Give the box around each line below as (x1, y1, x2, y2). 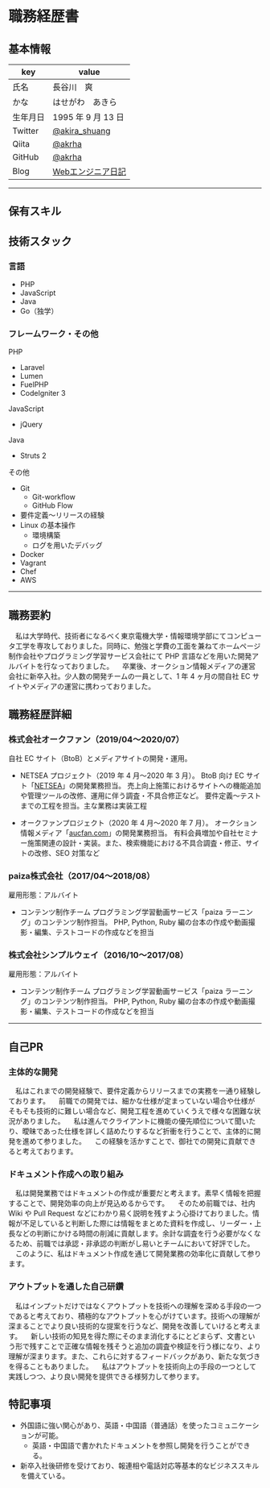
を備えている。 (19, 1470, 70, 1480)
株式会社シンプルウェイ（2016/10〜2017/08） (8, 950, 189, 961)
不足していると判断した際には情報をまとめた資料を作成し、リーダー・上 (22, 1219, 262, 1228)
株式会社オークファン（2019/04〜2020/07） (8, 734, 185, 745)
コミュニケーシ (210, 1420, 260, 1430)
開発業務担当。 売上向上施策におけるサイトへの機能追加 (76, 780, 261, 790)
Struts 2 (19, 451, 47, 460)
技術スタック (8, 235, 72, 248)
